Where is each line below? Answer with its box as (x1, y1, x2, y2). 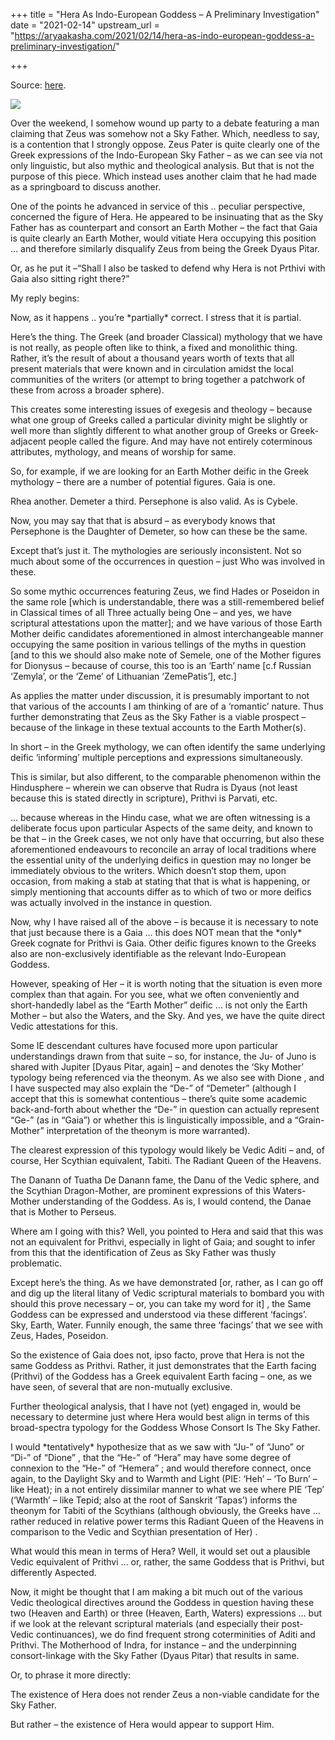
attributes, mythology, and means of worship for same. (10, 446, 237, 458)
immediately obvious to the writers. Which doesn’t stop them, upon (10, 865, 287, 876)
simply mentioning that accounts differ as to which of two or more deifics (10, 886, 312, 898)
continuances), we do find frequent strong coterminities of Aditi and (36, 1629, 316, 1640)
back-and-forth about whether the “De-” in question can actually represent (10, 1104, 320, 1115)
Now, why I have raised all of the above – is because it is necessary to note (10, 916, 319, 928)
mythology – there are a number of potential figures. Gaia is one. (10, 476, 276, 488)
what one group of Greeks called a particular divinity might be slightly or (10, 414, 308, 426)
